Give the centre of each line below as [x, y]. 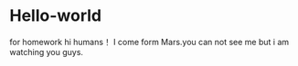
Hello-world [56, 16]
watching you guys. [47, 52]
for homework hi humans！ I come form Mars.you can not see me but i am [149, 42]
